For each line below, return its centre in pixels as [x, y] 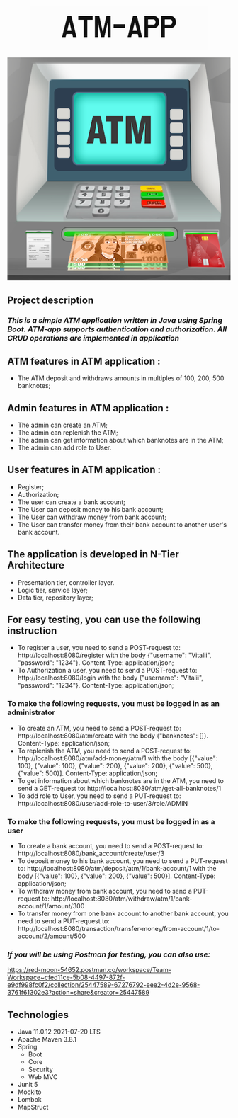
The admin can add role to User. [64, 447]
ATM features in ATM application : [84, 361]
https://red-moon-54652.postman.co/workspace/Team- [89, 970]
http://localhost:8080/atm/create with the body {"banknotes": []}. [113, 736]
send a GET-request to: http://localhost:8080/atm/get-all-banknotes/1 [119, 788]
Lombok [30, 1100]
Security [40, 1069]
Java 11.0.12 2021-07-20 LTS [59, 1032]
